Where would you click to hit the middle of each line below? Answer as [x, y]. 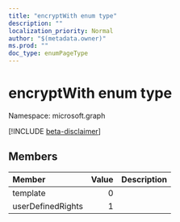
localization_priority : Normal [61, 31]
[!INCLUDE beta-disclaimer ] [54, 131]
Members [33, 157]
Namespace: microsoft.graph [57, 115]
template [29, 193]
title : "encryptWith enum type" [63, 16]
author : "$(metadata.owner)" [57, 38]
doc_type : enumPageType [48, 53]
